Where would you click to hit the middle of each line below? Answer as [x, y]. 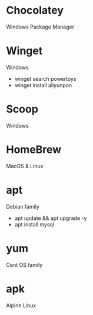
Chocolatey [35, 10]
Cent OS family [24, 264]
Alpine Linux [21, 305]
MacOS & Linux [25, 166]
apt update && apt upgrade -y [51, 218]
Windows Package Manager [40, 27]
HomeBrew [34, 150]
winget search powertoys [45, 78]
